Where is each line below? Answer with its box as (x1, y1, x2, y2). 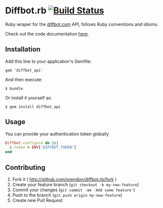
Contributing (5, 163, 46, 171)
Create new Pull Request (12, 198, 63, 203)
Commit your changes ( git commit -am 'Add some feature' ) (12, 187, 135, 193)
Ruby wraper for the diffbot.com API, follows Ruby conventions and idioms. (5, 21, 159, 27)
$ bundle (5, 86, 23, 91)
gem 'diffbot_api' (5, 68, 43, 73)
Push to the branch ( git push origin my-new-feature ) (12, 192, 122, 198)
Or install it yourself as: (5, 94, 52, 101)
